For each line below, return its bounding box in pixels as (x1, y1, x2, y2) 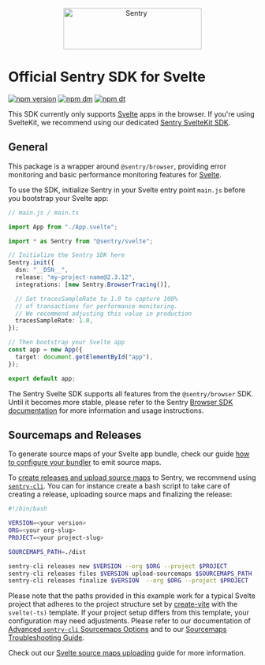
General (8, 140, 49, 154)
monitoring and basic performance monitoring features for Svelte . (8, 169, 222, 179)
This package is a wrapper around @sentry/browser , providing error (8, 162, 227, 171)
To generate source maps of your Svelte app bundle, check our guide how (8, 449, 250, 459)
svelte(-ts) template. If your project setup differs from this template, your (8, 607, 250, 618)
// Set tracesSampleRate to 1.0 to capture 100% (15, 295, 178, 303)
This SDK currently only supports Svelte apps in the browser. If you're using (8, 109, 255, 118)
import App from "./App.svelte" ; (8, 223, 118, 231)
